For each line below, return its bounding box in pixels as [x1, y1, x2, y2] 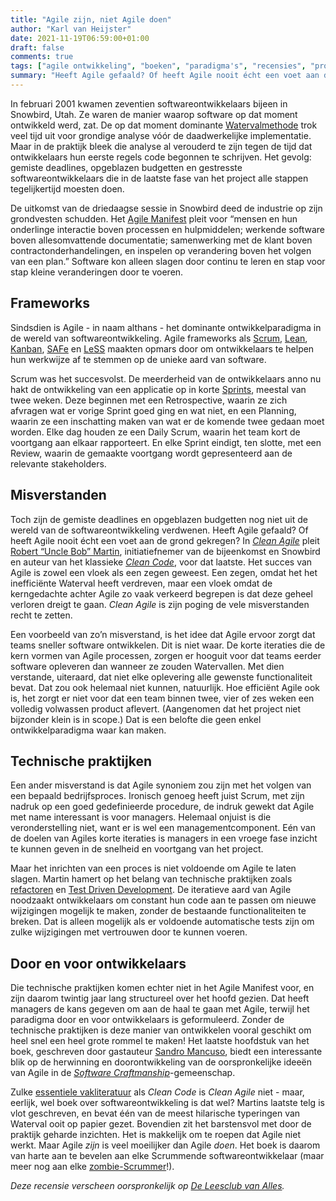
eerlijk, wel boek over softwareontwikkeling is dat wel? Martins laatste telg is [10, 1097, 325, 1109]
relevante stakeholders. [10, 457, 107, 470]
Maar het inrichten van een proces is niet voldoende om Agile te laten [10, 862, 297, 875]
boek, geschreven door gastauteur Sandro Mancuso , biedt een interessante [10, 1046, 323, 1058]
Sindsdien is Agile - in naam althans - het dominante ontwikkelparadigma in [10, 321, 322, 333]
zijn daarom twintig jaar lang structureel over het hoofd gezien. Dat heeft [10, 992, 310, 1005]
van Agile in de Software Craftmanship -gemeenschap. [10, 1067, 236, 1079]
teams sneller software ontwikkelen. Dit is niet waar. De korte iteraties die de [10, 639, 326, 651]
